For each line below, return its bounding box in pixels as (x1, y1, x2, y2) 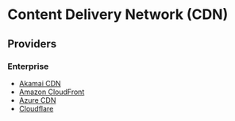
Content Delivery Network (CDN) (7, 6, 229, 24)
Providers (7, 37, 57, 51)
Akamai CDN (18, 78, 61, 88)
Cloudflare (18, 104, 54, 113)
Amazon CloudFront (18, 87, 85, 96)
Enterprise (7, 61, 49, 72)
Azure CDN (18, 95, 56, 104)
